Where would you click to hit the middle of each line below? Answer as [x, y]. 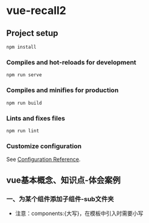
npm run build [24, 103]
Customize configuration [44, 146]
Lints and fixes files [36, 118]
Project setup [33, 33]
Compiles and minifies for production [62, 90]
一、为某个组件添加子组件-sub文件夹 [60, 199]
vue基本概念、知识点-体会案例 [63, 180]
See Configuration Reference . [43, 160]
